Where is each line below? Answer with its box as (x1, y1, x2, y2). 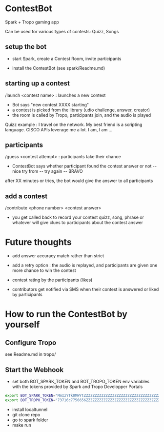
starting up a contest (5, 79, 70, 88)
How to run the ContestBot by (5, 309, 128, 320)
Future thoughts (5, 237, 72, 248)
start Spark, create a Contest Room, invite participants (12, 56, 122, 62)
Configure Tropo (5, 338, 57, 347)
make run (12, 422, 32, 428)
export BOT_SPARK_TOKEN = (5, 393, 56, 398)
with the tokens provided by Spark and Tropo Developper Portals (12, 384, 143, 390)
